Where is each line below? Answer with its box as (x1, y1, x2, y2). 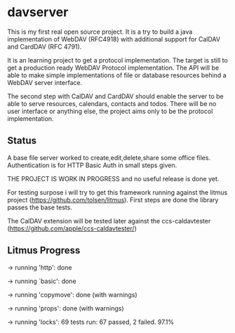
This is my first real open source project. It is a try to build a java (7, 27, 193, 36)
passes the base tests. (7, 203, 72, 211)
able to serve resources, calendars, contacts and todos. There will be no (7, 99, 217, 107)
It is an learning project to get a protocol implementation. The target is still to (7, 55, 228, 64)
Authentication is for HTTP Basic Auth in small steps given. (7, 161, 177, 169)
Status (7, 135, 37, 147)
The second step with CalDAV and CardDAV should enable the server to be (7, 92, 224, 100)
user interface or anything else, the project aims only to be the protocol (7, 107, 213, 115)
